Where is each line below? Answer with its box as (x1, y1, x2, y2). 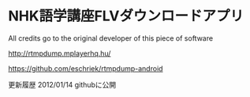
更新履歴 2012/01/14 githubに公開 (8, 80, 117, 89)
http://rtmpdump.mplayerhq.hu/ (8, 48, 111, 58)
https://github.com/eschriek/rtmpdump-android (8, 63, 163, 73)
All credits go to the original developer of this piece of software (8, 33, 214, 43)
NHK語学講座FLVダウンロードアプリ (8, 7, 244, 25)
